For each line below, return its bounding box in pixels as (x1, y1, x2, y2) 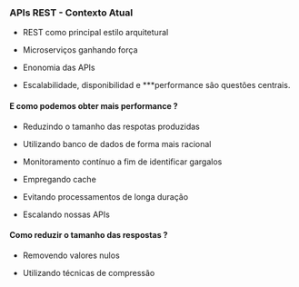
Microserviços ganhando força (22, 45, 138, 55)
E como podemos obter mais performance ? (9, 100, 179, 111)
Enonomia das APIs (22, 62, 95, 74)
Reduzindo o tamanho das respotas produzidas (22, 121, 200, 132)
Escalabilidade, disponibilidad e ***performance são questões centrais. (22, 80, 291, 91)
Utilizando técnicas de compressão (22, 267, 155, 278)
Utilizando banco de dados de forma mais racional (22, 138, 212, 149)
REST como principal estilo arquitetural (22, 27, 169, 38)
